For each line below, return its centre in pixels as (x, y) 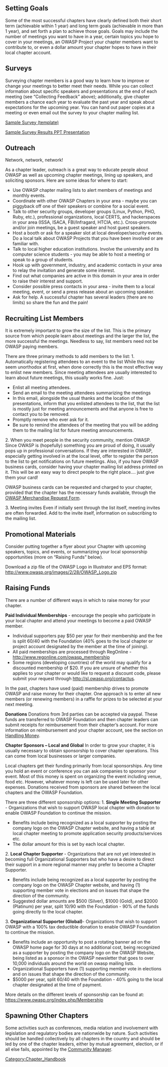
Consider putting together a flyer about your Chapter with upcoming (76, 546)
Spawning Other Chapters (47, 1016)
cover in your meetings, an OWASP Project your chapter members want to (82, 42)
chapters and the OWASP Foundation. (44, 792)
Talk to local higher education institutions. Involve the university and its (86, 249)
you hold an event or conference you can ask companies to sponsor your (81, 771)
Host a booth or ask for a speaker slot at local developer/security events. (88, 233)
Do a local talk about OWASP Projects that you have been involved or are (88, 238)
